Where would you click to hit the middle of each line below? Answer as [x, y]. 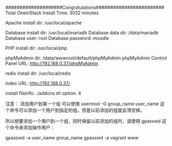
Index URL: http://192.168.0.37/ [38, 83]
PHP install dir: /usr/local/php [36, 48]
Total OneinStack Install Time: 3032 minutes [52, 13]
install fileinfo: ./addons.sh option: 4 [43, 93]
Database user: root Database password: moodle [57, 38]
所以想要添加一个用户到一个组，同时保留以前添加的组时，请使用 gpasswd [83, 121]
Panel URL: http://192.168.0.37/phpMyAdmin [52, 63]
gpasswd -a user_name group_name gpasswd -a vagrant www [72, 138]
